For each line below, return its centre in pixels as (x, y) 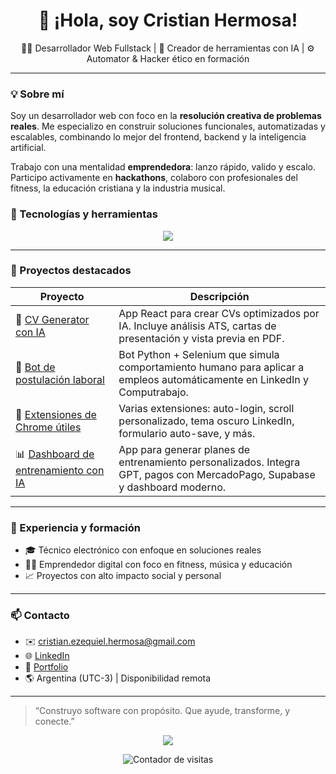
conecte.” (54, 721)
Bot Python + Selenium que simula (199, 354)
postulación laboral (60, 379)
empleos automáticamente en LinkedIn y (214, 379)
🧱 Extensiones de (56, 414)
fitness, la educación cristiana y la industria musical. (118, 188)
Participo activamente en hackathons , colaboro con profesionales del (154, 178)
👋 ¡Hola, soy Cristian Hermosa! (168, 20)
